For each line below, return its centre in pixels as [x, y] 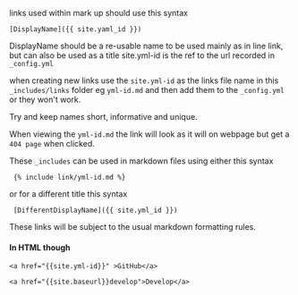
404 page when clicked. [52, 143]
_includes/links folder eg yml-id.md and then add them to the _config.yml [147, 90]
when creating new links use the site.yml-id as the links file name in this [144, 80]
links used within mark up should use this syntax [98, 13]
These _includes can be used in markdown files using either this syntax [141, 161]
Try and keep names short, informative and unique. [104, 117]
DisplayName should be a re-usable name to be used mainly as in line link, [146, 46]
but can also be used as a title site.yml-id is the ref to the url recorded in [142, 55]
